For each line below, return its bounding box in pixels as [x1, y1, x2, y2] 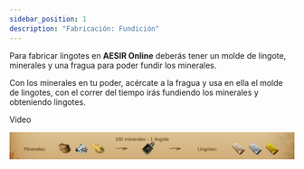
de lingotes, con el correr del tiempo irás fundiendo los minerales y [9, 87, 260, 98]
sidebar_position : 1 [9, 14, 88, 23]
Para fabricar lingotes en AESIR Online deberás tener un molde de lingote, [9, 50, 287, 61]
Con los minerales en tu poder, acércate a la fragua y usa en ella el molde [9, 77, 283, 88]
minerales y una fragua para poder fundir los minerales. [9, 60, 217, 70]
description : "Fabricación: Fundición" [9, 23, 160, 33]
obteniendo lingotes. [9, 96, 86, 108]
